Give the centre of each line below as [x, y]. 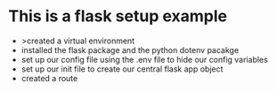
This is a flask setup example [118, 16]
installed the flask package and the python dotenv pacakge [130, 49]
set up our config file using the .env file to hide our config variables [144, 59]
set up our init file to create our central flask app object [122, 69]
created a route [49, 78]
